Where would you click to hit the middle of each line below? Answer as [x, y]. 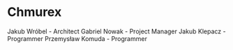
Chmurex [35, 12]
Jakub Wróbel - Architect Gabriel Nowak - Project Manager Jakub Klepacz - [116, 31]
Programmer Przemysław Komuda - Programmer [77, 38]
